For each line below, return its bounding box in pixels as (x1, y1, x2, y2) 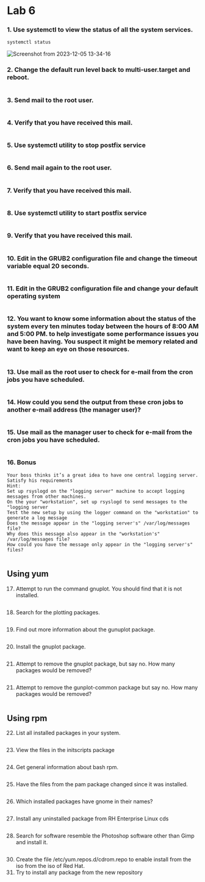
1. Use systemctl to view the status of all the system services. (7, 26, 193, 34)
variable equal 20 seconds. (7, 262, 90, 270)
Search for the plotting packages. (15, 608, 100, 616)
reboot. (7, 73, 29, 82)
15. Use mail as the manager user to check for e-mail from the (7, 428, 193, 437)
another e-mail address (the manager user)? (7, 405, 141, 414)
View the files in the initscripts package (15, 747, 115, 754)
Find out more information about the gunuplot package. (15, 626, 156, 633)
